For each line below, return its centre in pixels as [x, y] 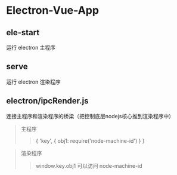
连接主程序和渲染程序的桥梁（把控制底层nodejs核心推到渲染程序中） [90, 116]
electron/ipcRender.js [47, 101]
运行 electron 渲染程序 [33, 82]
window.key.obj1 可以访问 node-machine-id [89, 165]
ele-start [23, 33]
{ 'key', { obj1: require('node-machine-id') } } [90, 140]
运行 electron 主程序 [31, 47]
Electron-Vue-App [53, 10]
